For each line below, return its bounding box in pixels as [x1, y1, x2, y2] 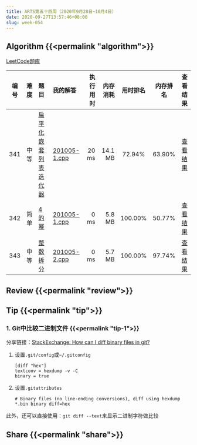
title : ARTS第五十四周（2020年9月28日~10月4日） [6, 8, 117, 15]
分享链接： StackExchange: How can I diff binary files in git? [6, 339, 150, 346]
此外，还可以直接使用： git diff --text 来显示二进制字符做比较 [6, 412, 159, 419]
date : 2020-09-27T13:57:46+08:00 [6, 14, 88, 20]
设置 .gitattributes [14, 384, 63, 392]
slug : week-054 [6, 19, 43, 25]
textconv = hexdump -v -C [14, 368, 78, 374]
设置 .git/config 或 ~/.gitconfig [14, 351, 91, 359]
